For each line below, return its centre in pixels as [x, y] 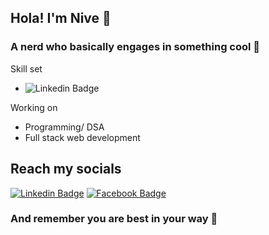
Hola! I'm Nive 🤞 [61, 18]
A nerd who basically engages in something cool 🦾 [135, 47]
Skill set [26, 68]
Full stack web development [82, 137]
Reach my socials [66, 169]
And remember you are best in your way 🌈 [114, 219]
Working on [34, 107]
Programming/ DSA [64, 127]
